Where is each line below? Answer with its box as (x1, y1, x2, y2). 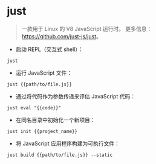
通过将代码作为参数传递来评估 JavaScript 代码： (15, 92, 135, 100)
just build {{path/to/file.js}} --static (7, 152, 113, 158)
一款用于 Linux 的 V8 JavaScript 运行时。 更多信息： (21, 25, 152, 32)
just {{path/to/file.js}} (7, 81, 72, 87)
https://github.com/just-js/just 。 (21, 32, 102, 40)
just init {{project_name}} (7, 128, 78, 134)
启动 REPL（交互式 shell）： (15, 46, 83, 53)
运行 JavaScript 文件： (15, 69, 72, 77)
